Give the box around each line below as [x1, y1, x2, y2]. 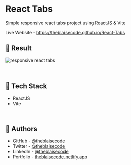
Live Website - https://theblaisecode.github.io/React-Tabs [5, 29, 125, 35]
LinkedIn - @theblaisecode [12, 149, 69, 155]
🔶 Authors [5, 124, 38, 133]
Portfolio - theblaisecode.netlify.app [12, 154, 87, 160]
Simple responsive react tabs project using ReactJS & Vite [5, 20, 126, 26]
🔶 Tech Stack [5, 81, 47, 91]
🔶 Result [5, 44, 32, 53]
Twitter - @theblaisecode [12, 143, 65, 149]
